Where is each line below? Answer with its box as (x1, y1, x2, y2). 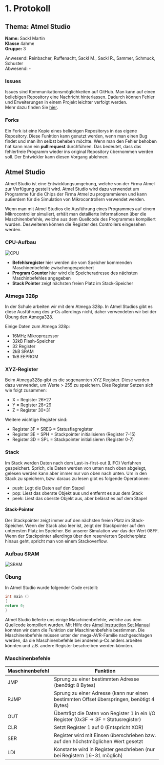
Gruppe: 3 (5, 46, 26, 51)
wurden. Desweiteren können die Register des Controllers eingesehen (5, 221, 146, 227)
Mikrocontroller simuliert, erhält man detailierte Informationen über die (5, 211, 146, 217)
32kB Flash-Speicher (12, 338, 55, 344)
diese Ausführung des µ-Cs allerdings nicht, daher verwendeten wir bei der (5, 309, 157, 314)
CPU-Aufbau (5, 239, 36, 246)
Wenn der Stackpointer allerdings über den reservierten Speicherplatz (5, 533, 146, 539)
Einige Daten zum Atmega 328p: (5, 324, 70, 329)
